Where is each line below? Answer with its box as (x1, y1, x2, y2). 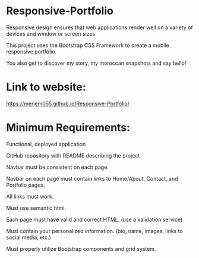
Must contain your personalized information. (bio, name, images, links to (6, 227, 183, 234)
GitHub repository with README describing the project (6, 152, 140, 159)
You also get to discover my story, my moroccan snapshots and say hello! (6, 59, 187, 67)
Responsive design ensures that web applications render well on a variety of (6, 24, 193, 31)
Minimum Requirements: (6, 121, 131, 134)
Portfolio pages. (6, 181, 46, 188)
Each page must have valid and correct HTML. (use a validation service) (6, 216, 183, 223)
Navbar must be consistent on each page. (6, 163, 109, 171)
